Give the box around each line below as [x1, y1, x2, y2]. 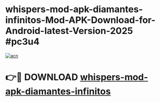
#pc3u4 [5, 36, 40, 48]
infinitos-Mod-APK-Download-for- [5, 14, 156, 26]
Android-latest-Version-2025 [5, 25, 133, 37]
